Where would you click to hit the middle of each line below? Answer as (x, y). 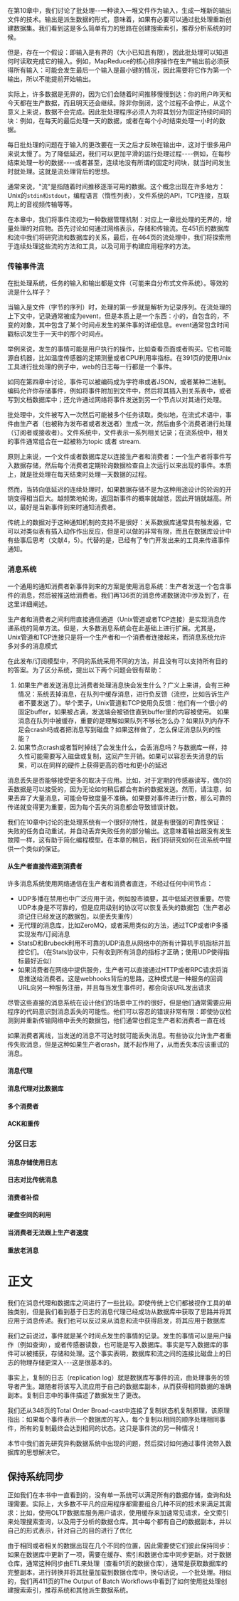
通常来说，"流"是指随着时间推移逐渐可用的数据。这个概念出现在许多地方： (116, 186)
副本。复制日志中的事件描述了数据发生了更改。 (76, 1395)
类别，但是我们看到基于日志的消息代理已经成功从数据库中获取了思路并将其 (122, 1311)
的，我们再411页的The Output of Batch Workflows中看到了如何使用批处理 (114, 1581)
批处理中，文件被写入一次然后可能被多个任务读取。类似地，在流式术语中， (116, 415)
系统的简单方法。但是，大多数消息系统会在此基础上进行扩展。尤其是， (116, 628)
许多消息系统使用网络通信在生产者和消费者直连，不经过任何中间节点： (110, 883)
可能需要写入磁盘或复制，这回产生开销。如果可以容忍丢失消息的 (124, 756)
